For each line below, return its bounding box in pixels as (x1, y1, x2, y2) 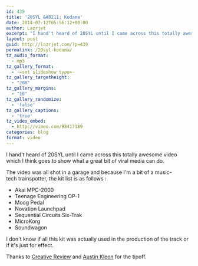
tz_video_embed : (6, 119, 46, 124)
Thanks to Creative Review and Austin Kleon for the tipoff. (6, 253, 147, 260)
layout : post (6, 36, 38, 42)
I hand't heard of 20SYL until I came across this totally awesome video (6, 151, 177, 158)
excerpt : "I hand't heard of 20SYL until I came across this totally (6, 31, 181, 37)
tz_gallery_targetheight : (6, 74, 70, 80)
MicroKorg (14, 218, 41, 225)
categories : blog (6, 129, 49, 136)
